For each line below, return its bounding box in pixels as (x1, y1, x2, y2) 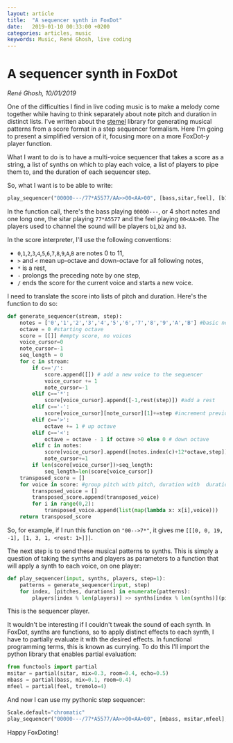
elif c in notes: (32, 442, 82, 449)
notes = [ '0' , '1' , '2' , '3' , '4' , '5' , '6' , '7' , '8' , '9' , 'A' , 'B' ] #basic (19, 319, 219, 326)
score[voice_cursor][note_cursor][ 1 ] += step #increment (44, 410, 207, 417)
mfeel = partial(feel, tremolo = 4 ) (7, 683, 107, 690)
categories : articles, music (7, 29, 92, 37)
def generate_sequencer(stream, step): (7, 312, 123, 320)
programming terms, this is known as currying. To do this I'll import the (7, 643, 209, 651)
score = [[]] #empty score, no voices (19, 332, 132, 339)
